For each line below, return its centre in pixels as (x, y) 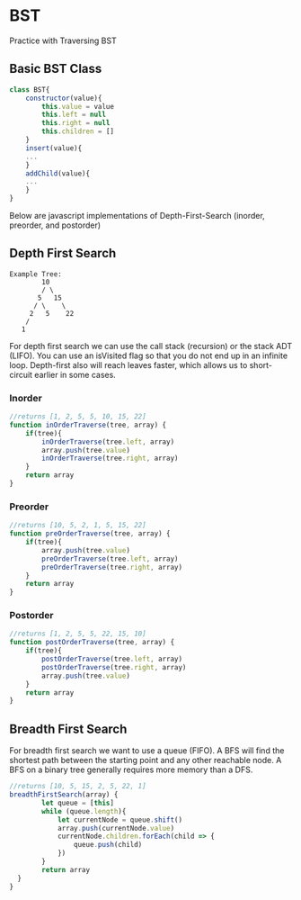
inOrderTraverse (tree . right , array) (110, 459)
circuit (21, 374)
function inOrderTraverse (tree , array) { (88, 425)
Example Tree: (36, 274)
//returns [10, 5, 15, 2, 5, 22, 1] (78, 787)
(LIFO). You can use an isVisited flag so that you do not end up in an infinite (149, 355)
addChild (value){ (58, 173)
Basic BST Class (56, 69)
